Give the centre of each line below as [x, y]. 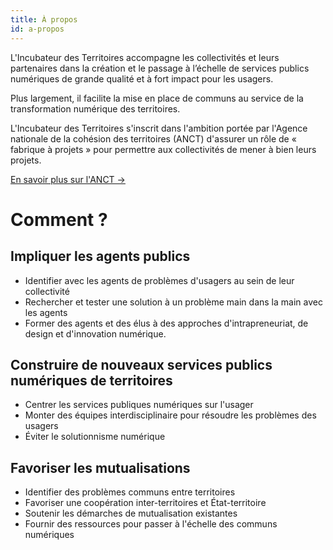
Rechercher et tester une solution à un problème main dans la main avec [173, 302]
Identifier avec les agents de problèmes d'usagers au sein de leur [159, 280]
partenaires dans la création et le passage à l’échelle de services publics [160, 68]
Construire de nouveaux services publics [141, 364]
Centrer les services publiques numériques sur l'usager [139, 405]
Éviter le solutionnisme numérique [95, 437]
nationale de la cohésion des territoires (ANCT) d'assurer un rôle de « [153, 138]
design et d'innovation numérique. [95, 333]
